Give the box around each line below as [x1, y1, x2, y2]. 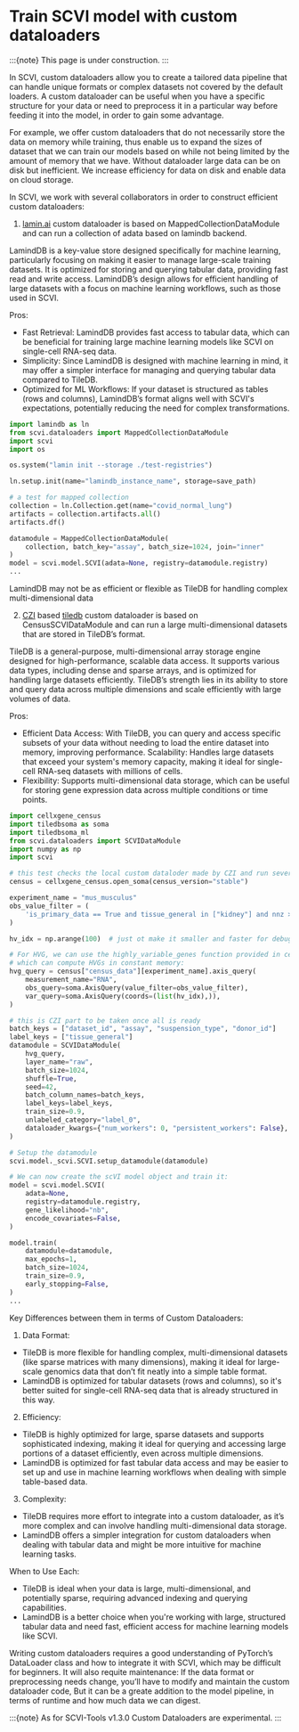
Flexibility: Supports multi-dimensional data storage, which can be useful [21, 775, 290, 786]
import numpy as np [9, 845, 82, 854]
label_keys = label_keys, [25, 1099, 114, 1108]
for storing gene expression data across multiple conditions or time [21, 785, 269, 796]
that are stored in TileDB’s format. [21, 629, 146, 640]
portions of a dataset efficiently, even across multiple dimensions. [21, 1448, 264, 1458]
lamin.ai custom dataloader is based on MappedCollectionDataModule [21, 218, 280, 229]
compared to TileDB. [21, 374, 98, 385]
